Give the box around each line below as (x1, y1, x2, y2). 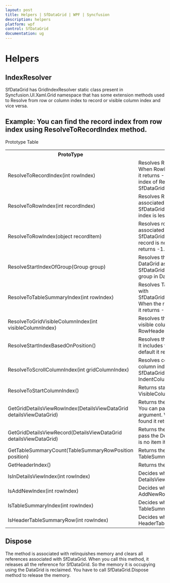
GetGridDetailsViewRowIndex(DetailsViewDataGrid (8, 405, 129, 412)
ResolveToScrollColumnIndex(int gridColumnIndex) (8, 366, 130, 373)
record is (138, 239, 159, 246)
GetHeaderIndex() (8, 461, 52, 468)
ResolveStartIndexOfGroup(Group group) (8, 263, 106, 270)
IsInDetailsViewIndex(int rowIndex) (8, 473, 91, 480)
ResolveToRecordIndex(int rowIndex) (8, 172, 96, 179)
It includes (138, 342, 163, 349)
